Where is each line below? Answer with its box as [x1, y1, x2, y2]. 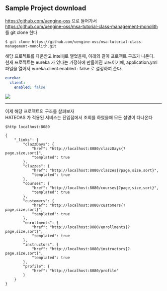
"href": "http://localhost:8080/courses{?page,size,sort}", [31, 185, 159, 191]
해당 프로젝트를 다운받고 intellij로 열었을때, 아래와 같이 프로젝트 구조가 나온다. [5, 53, 155, 59]
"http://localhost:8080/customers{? [49, 203, 126, 208]
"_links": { [14, 138, 39, 143]
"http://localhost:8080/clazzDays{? [49, 146, 126, 151]
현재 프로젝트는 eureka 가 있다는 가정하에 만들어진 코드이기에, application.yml [5, 59, 158, 65]
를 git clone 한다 [5, 29, 38, 35]
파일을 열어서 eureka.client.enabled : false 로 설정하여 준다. [5, 65, 123, 71]
